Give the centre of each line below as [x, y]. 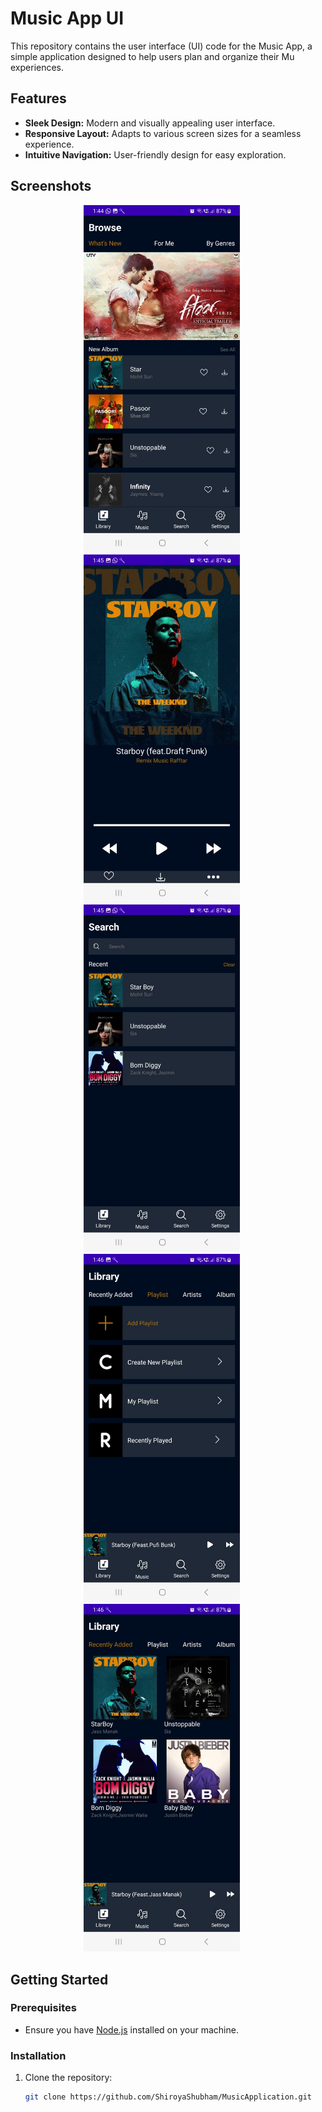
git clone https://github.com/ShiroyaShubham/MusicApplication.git [168, 2097]
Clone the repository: [68, 2078]
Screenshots [51, 186]
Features [38, 98]
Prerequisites [43, 2008]
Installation [38, 2055]
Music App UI [67, 18]
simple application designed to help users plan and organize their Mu [152, 56]
